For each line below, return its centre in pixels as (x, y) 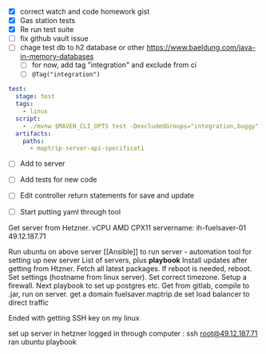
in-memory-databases (57, 57)
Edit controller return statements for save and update (107, 195)
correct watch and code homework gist (85, 12)
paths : (34, 141)
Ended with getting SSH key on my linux (74, 317)
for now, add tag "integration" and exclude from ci (114, 65)
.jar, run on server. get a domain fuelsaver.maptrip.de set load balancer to (129, 293)
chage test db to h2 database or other (82, 48)
